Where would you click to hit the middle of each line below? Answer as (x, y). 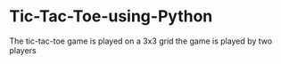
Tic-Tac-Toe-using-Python (111, 16)
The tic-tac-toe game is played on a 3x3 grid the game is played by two (141, 41)
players (23, 50)
